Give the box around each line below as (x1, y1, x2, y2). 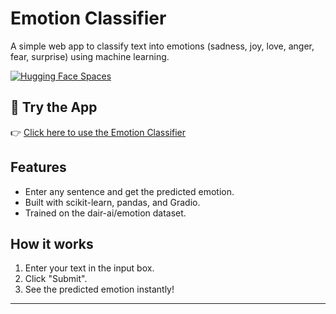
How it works (10, 235, 94, 252)
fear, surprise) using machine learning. (10, 50, 170, 62)
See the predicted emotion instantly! (24, 283, 175, 296)
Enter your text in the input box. (24, 262, 155, 274)
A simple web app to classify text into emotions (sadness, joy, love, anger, (10, 40, 315, 52)
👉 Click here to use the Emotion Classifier (10, 126, 187, 138)
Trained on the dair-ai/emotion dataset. (24, 207, 187, 219)
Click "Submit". (24, 273, 88, 285)
